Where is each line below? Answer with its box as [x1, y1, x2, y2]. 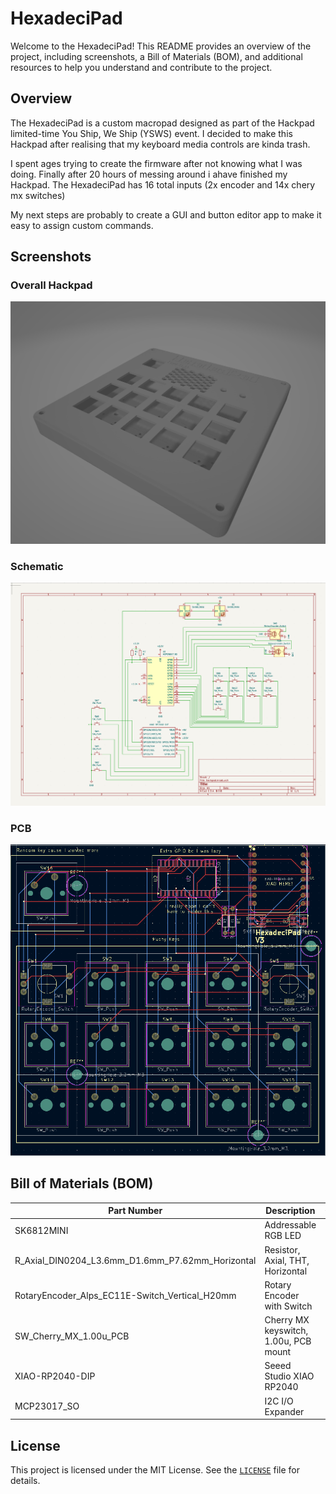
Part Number [108, 1205, 163, 1217]
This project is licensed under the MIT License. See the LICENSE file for [10, 1464, 300, 1476]
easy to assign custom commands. [10, 219, 154, 231]
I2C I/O [264, 1395, 294, 1407]
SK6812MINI [14, 1224, 69, 1236]
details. [10, 1475, 41, 1487]
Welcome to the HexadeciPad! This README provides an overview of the [10, 40, 312, 52]
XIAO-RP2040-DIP [14, 1370, 96, 1382]
